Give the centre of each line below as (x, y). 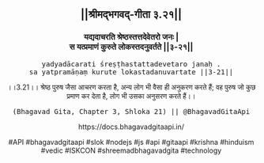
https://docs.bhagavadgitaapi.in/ (131, 127)
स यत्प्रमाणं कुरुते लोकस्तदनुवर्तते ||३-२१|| (131, 47)
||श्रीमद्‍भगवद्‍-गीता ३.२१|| (131, 15)
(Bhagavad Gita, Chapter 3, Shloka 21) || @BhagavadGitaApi (131, 111)
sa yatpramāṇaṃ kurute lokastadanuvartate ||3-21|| (131, 72)
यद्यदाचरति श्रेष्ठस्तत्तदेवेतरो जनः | (131, 37)
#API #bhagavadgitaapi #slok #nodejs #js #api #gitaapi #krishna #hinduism (131, 142)
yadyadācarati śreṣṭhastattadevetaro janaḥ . (131, 64)
